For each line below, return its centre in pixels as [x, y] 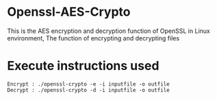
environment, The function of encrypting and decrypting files [93, 38]
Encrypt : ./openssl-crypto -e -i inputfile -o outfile [88, 84]
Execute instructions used [83, 66]
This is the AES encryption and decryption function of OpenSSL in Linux [108, 31]
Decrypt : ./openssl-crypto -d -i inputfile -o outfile [88, 90]
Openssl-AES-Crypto [69, 12]
